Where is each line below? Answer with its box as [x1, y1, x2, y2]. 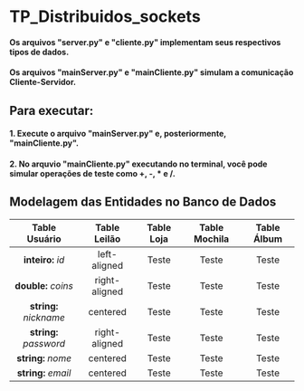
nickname [23, 310, 65, 323]
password [22, 337, 66, 349]
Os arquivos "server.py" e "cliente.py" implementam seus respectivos [9, 36, 281, 47]
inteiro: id [23, 253, 65, 266]
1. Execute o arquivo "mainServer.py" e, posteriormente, [9, 129, 227, 139]
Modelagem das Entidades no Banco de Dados [9, 195, 277, 210]
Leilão [94, 233, 121, 245]
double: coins [14, 279, 74, 291]
